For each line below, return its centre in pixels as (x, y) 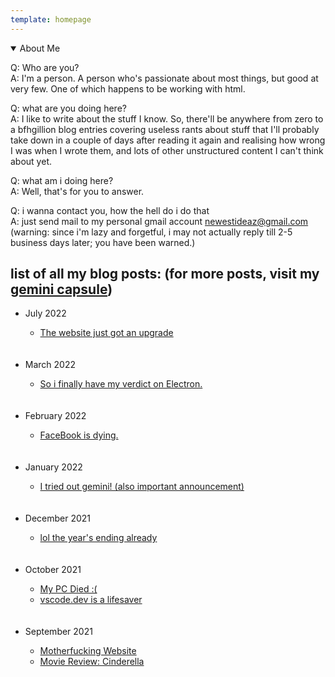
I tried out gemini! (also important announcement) (142, 487)
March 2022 (50, 365)
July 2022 (45, 313)
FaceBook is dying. (79, 435)
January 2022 (53, 467)
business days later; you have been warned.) (103, 242)
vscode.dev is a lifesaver (91, 600)
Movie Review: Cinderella (92, 662)
